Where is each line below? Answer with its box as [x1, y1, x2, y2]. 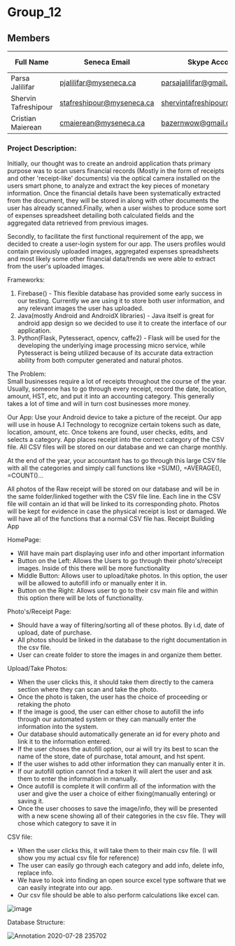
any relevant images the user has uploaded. [17, 304, 144, 312]
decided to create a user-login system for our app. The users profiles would [7, 239, 226, 249]
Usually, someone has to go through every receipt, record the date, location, [7, 384, 227, 393]
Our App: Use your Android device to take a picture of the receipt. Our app [7, 413, 222, 422]
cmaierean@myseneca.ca [59, 118, 145, 127]
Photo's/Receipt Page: [7, 607, 72, 616]
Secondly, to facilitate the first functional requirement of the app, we [7, 232, 204, 241]
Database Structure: [7, 918, 65, 926]
